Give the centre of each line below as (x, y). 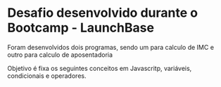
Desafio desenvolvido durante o (103, 13)
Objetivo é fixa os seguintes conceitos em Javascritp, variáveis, (100, 68)
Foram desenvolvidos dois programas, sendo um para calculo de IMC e (111, 47)
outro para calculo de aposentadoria (60, 55)
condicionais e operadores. (47, 76)
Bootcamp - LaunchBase (81, 28)
